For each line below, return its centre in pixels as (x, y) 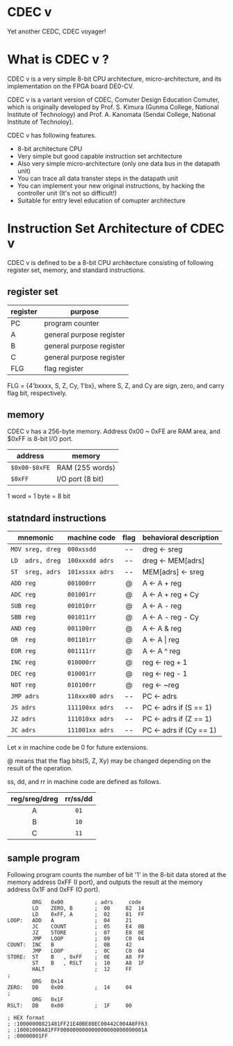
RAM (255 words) (86, 468)
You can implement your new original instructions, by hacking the (111, 186)
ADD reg (23, 584)
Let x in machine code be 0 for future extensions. (78, 748)
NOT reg (23, 685)
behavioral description (180, 538)
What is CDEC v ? (58, 59)
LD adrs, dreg (36, 561)
